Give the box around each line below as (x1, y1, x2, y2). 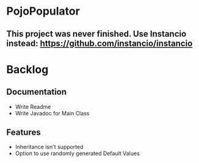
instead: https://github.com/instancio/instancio (6, 38, 193, 48)
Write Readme (15, 103, 51, 110)
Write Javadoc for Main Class (15, 109, 90, 117)
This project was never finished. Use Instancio (6, 29, 187, 39)
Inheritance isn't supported (15, 143, 84, 151)
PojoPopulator (6, 4, 81, 18)
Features (6, 127, 41, 137)
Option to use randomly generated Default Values (15, 150, 140, 157)
